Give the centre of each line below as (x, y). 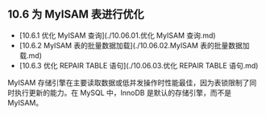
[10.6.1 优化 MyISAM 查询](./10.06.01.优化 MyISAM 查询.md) (117, 35)
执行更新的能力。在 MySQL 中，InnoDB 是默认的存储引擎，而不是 (123, 92)
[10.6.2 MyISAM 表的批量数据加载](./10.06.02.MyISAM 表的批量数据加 (135, 45)
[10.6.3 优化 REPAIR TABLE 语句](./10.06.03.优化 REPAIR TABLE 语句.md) (139, 65)
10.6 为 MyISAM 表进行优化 (76, 14)
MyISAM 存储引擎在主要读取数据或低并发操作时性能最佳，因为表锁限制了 (129, 82)
